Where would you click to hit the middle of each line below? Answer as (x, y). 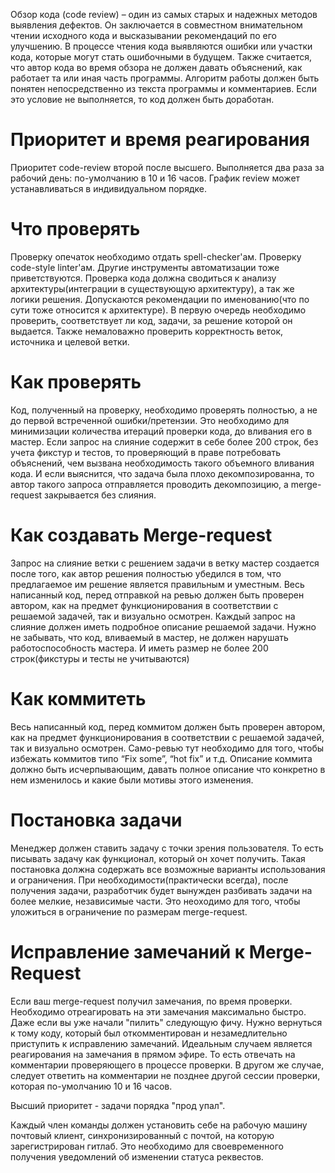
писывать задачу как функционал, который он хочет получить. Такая (158, 858)
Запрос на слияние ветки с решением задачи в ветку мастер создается (165, 563)
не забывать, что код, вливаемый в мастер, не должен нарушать (149, 637)
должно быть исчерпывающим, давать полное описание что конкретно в (168, 769)
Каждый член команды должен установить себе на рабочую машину (159, 1125)
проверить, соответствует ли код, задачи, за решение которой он (151, 320)
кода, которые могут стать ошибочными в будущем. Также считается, (161, 57)
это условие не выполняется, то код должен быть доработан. (142, 99)
